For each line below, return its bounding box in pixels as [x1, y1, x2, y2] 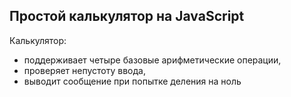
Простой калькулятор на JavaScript [9, 8, 245, 25]
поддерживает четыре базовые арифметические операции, [23, 54, 282, 66]
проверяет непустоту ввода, [23, 64, 146, 76]
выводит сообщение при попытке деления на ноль [23, 75, 242, 87]
